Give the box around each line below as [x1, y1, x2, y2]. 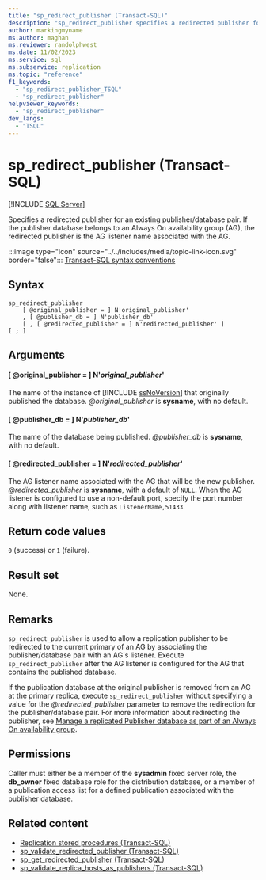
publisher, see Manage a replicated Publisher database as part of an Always [8, 716, 256, 726]
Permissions [8, 748, 71, 761]
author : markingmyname [8, 26, 83, 34]
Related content [8, 817, 89, 830]
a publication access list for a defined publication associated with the [8, 785, 234, 794]
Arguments [8, 348, 66, 361]
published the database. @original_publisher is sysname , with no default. [8, 397, 249, 406]
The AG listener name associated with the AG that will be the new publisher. [8, 476, 255, 486]
